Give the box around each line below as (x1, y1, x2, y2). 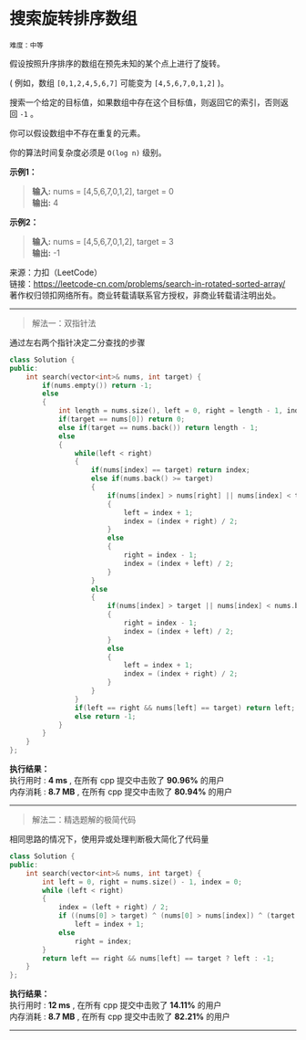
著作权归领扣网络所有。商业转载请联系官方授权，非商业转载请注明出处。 (9, 289, 280, 300)
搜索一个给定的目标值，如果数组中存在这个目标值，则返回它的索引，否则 (9, 97, 280, 108)
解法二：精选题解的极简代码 (31, 814, 137, 825)
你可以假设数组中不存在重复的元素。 (9, 127, 146, 138)
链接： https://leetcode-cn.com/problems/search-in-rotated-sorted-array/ (9, 278, 286, 289)
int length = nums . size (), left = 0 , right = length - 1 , (57, 406, 283, 415)
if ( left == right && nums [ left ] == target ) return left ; (74, 703, 296, 712)
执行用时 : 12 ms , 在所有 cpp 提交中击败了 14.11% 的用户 (9, 1000, 222, 1011)
